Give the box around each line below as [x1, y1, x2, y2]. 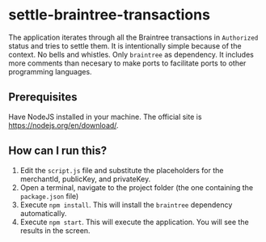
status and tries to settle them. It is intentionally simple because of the [8, 40, 242, 50]
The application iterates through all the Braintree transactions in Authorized [8, 32, 259, 42]
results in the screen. [19, 225, 91, 236]
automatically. [19, 208, 67, 218]
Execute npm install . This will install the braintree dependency [19, 200, 233, 210]
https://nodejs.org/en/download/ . [8, 120, 119, 130]
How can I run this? [8, 144, 108, 158]
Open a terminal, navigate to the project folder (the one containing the [19, 182, 253, 192]
